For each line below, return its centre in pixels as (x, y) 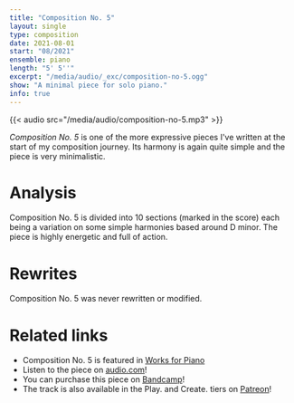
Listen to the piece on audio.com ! (85, 370)
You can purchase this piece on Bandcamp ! (104, 379)
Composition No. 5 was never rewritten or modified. (106, 299)
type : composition (44, 34)
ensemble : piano (40, 60)
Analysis (43, 192)
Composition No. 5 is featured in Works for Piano (114, 360)
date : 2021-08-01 (42, 43)
